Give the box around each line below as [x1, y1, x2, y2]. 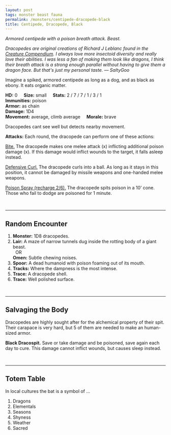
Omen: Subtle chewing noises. [12, 255, 77, 261]
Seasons [12, 409, 32, 415]
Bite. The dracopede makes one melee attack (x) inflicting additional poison [5, 143, 164, 150]
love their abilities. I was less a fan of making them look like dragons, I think [5, 56, 164, 63]
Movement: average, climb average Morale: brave [5, 114, 117, 120]
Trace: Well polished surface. [12, 276, 75, 282]
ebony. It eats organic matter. [5, 82, 67, 89]
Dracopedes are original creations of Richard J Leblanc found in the [5, 45, 149, 51]
